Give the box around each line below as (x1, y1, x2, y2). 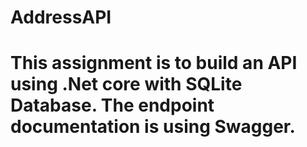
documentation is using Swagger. (10, 116, 296, 138)
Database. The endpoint (10, 94, 215, 117)
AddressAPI (10, 6, 112, 29)
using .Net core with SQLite (10, 73, 243, 96)
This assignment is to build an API (10, 52, 298, 75)
